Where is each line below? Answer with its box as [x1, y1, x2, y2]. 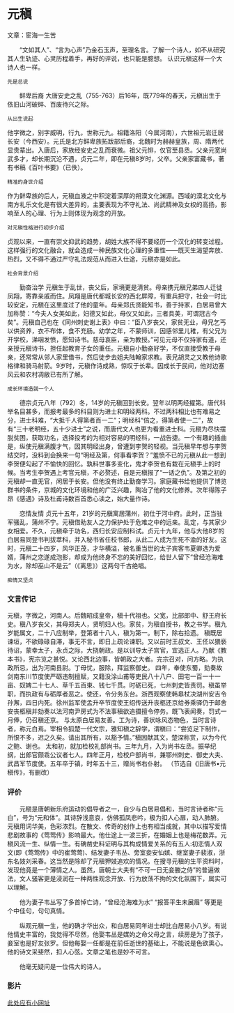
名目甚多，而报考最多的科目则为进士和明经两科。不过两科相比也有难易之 [13, 407, 221, 416]
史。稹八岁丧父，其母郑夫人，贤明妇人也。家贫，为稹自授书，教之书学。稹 [7, 620, 221, 628]
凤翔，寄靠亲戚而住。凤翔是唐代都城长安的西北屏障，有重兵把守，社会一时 [7, 291, 221, 300]
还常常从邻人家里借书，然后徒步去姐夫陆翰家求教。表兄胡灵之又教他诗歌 [19, 353, 227, 361]
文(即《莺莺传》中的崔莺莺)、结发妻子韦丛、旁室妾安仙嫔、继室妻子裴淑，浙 [7, 848, 226, 856]
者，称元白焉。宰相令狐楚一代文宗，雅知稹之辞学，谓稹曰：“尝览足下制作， [7, 724, 224, 733]
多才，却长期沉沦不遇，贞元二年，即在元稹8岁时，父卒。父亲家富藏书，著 [13, 154, 225, 162]
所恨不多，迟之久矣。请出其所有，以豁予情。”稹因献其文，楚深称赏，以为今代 [7, 733, 227, 742]
